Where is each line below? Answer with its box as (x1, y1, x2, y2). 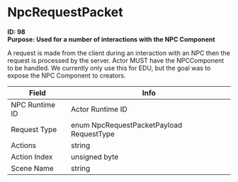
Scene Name (11, 163, 55, 173)
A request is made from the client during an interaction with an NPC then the (7, 49, 230, 57)
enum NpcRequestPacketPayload (70, 120, 183, 130)
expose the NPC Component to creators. (7, 71, 126, 80)
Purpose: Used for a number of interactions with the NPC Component (7, 35, 215, 43)
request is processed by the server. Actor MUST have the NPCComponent (7, 56, 225, 64)
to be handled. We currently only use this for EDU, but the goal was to (7, 63, 211, 72)
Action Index (11, 152, 53, 162)
